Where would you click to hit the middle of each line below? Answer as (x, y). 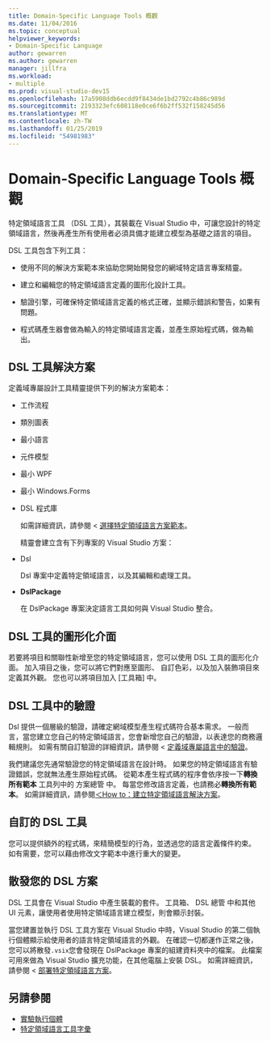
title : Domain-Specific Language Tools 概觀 (83, 16)
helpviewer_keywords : (45, 38)
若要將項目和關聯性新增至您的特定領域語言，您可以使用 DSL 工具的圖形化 (130, 658)
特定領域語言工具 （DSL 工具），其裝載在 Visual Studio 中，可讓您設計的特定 (134, 222)
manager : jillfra (38, 69)
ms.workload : (30, 76)
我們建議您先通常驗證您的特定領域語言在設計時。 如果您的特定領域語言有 (129, 764)
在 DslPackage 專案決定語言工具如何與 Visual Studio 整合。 (119, 608)
